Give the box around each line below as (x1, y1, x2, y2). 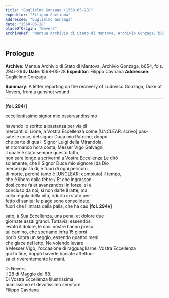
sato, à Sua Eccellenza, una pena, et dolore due (5, 213, 104, 219)
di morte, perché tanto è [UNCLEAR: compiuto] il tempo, (5, 171, 122, 177)
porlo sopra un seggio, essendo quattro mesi (5, 234, 99, 240)
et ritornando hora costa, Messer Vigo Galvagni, (5, 144, 105, 150)
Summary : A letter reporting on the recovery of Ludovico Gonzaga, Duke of (5, 83, 162, 89)
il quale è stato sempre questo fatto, (5, 149, 80, 155)
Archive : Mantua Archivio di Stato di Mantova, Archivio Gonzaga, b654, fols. (5, 63, 163, 69)
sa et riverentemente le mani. (5, 256, 66, 262)
